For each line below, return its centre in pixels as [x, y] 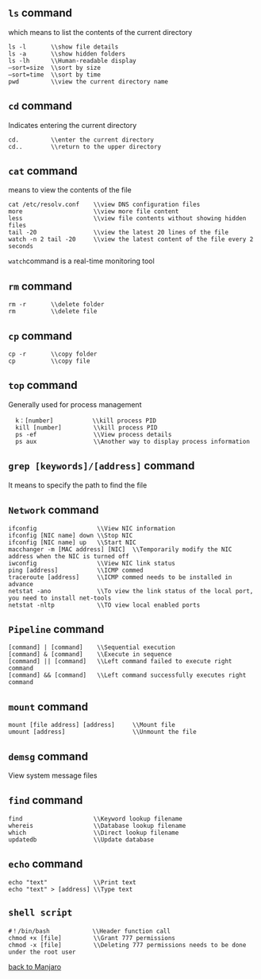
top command [43, 385]
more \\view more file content [94, 212]
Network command [54, 510]
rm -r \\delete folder [56, 305]
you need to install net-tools [60, 598]
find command [46, 800]
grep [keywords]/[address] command [102, 466]
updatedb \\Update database [81, 839]
